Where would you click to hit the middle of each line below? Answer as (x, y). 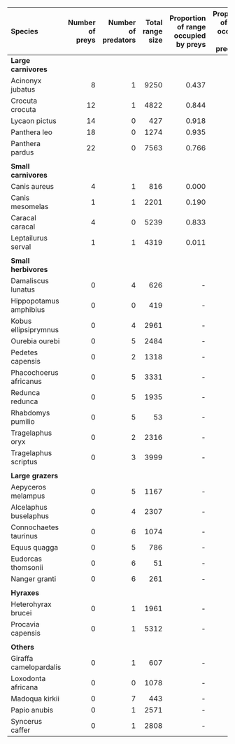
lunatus (23, 289)
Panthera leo (31, 132)
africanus (26, 381)
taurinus (24, 536)
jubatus (23, 89)
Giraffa (22, 658)
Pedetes (24, 352)
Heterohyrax (31, 604)
